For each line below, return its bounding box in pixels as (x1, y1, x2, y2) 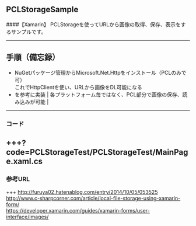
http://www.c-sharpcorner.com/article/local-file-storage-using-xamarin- (6, 195, 181, 202)
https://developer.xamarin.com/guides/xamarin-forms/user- (6, 207, 150, 214)
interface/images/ (6, 213, 49, 221)
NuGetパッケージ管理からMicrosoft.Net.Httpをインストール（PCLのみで (14, 69, 187, 76)
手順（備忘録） (6, 53, 60, 62)
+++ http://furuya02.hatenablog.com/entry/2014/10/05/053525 (6, 189, 158, 196)
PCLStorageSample (6, 5, 79, 15)
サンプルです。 (10, 28, 47, 35)
